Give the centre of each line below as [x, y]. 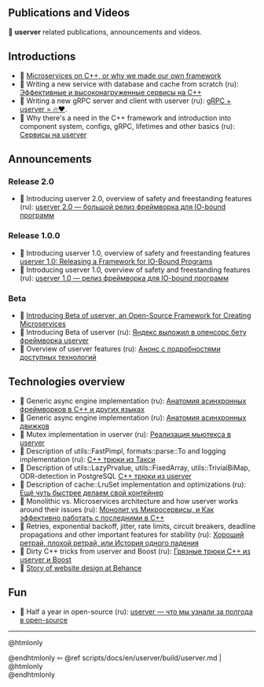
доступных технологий [58, 357]
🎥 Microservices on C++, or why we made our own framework [120, 75]
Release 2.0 [31, 182]
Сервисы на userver [53, 134]
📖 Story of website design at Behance [81, 568]
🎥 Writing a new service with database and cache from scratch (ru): [129, 84]
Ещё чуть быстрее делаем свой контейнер [91, 492]
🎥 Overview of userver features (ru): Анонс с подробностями [120, 348]
